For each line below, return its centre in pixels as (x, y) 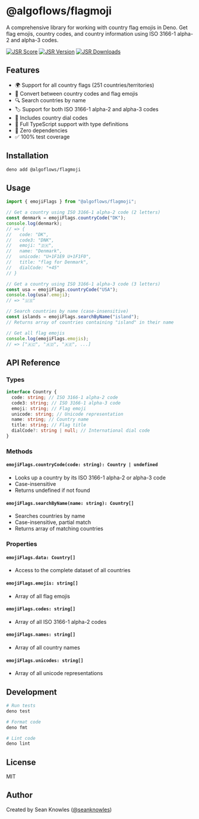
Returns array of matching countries (59, 529)
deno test (18, 711)
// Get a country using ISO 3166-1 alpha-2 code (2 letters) (83, 212)
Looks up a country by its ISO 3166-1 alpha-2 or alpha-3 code (90, 478)
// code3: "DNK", (30, 240)
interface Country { (32, 392)
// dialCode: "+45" (33, 268)
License (21, 762)
